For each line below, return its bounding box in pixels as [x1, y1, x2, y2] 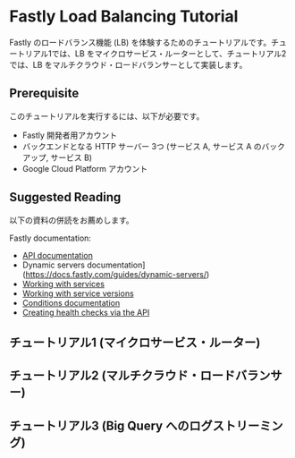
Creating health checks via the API [21, 307, 150, 318]
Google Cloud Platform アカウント [21, 163, 148, 174]
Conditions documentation [21, 297, 121, 308]
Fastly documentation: [9, 233, 92, 243]
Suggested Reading [9, 190, 122, 205]
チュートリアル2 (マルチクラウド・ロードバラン [9, 369, 271, 384]
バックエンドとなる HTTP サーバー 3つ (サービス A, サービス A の [21, 140, 262, 151]
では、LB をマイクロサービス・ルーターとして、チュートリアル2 [51, 47, 287, 59]
